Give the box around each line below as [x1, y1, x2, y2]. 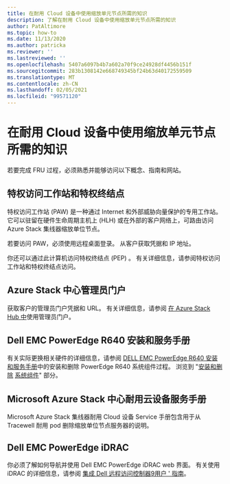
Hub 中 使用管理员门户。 [7, 312, 76, 321]
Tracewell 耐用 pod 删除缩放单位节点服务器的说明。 [7, 422, 153, 430]
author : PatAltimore [7, 23, 67, 30]
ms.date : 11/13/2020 [7, 36, 67, 43]
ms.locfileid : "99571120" [7, 93, 81, 100]
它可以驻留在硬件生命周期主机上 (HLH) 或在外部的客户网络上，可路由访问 [7, 216, 214, 224]
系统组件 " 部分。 [14, 371, 62, 380]
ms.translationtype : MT [7, 73, 76, 81]
